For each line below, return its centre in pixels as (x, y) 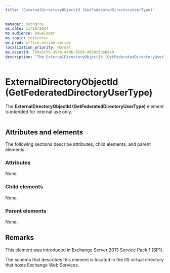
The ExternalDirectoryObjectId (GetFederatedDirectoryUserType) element (84, 106)
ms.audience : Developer (30, 33)
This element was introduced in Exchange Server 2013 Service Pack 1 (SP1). (84, 250)
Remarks (20, 238)
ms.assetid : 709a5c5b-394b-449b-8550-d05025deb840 (60, 52)
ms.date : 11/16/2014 (27, 29)
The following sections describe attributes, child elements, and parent (78, 144)
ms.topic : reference (27, 38)
